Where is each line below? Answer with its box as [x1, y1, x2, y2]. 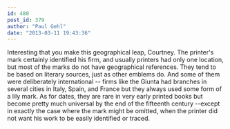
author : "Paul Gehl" [7, 23, 67, 30]
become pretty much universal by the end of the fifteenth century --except [7, 99, 220, 108]
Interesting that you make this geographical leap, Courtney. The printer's [7, 48, 214, 57]
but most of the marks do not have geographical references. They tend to [7, 63, 216, 71]
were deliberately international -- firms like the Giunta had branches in [7, 77, 207, 86]
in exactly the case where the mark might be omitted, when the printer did [7, 107, 218, 115]
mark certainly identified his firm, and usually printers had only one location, [7, 56, 224, 64]
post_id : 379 [7, 17, 45, 23]
